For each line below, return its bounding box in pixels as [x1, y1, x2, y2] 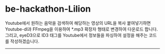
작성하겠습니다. [10, 38, 40, 44]
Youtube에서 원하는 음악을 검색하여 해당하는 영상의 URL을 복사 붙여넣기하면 [5, 20, 151, 26]
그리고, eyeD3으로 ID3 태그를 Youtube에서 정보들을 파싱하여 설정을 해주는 [5, 32, 148, 38]
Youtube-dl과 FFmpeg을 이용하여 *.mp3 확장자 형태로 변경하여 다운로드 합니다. [5, 26, 158, 32]
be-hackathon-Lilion [5, 3, 91, 15]
